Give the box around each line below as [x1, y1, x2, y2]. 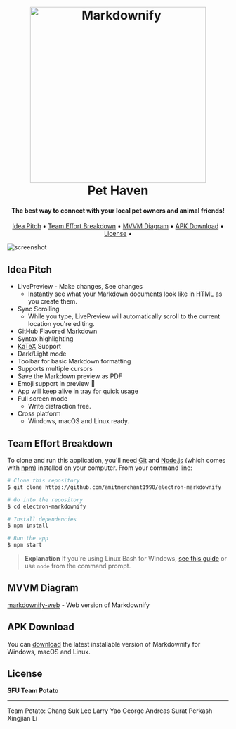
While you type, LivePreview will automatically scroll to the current [27, 312, 221, 320]
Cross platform [17, 409, 61, 418]
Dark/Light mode [17, 349, 67, 358]
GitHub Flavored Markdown [17, 327, 98, 336]
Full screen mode [17, 394, 68, 403]
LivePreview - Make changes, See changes [17, 282, 143, 291]
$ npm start [7, 542, 42, 549]
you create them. [27, 297, 77, 306]
